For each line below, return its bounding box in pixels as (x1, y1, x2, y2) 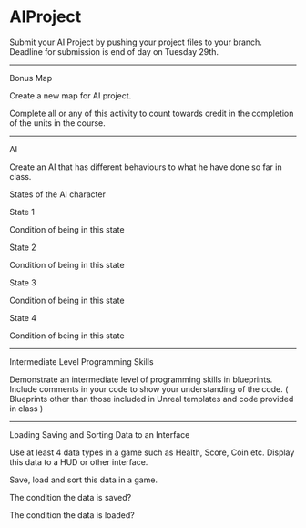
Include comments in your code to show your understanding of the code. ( (9, 383, 289, 394)
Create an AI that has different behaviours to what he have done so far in (9, 161, 282, 172)
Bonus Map (9, 72, 53, 83)
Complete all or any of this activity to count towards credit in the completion (9, 108, 294, 119)
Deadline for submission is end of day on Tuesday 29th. (9, 46, 219, 57)
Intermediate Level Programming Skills (9, 356, 154, 367)
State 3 (9, 276, 36, 288)
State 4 (9, 312, 37, 323)
